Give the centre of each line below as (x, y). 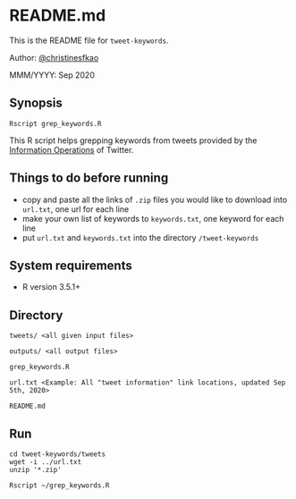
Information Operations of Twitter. (72, 149)
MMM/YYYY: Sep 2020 (52, 75)
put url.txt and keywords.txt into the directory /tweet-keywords (140, 237)
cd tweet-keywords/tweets (57, 454)
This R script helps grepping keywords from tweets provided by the (133, 140)
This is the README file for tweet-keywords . (89, 40)
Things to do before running (89, 178)
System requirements (71, 265)
